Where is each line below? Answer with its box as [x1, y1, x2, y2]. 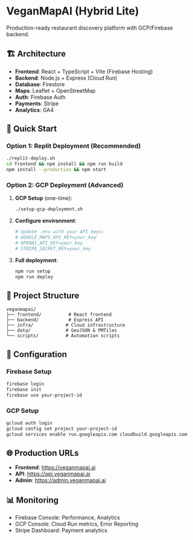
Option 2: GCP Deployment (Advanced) [6, 181, 124, 189]
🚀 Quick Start [6, 124, 57, 134]
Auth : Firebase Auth [14, 93, 66, 101]
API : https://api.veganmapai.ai [14, 470, 90, 477]
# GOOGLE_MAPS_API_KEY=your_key [14, 234, 96, 240]
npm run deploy [14, 274, 54, 280]
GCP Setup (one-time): [14, 195, 72, 202]
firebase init [6, 386, 42, 392]
